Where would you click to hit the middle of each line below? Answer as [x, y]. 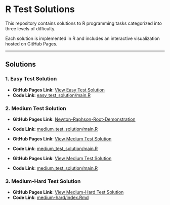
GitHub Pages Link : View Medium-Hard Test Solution [68, 192]
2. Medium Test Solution [36, 108]
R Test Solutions [40, 9]
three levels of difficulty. [30, 28]
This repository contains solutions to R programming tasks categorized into [83, 23]
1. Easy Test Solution [31, 79]
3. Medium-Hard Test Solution [43, 181]
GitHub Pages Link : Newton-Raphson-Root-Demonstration [74, 119]
